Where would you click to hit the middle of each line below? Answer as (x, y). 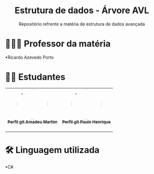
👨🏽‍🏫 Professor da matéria (58, 44)
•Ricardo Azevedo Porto (29, 57)
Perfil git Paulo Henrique (87, 122)
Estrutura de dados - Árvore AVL (82, 11)
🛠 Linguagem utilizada (52, 150)
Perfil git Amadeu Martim (32, 122)
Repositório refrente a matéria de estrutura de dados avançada (82, 24)
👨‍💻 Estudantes (35, 77)
